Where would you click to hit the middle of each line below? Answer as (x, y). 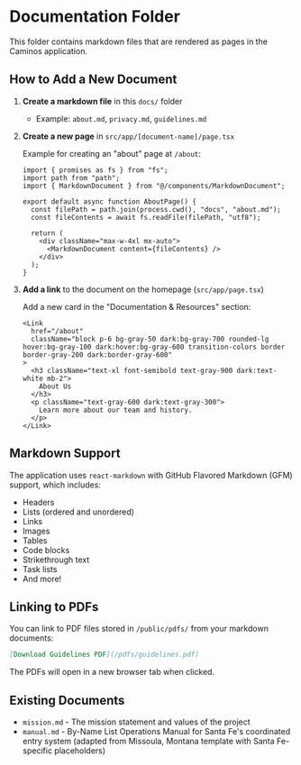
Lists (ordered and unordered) (78, 512)
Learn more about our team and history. (116, 410)
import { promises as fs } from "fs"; (95, 170)
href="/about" (57, 331)
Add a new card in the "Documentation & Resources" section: (137, 306)
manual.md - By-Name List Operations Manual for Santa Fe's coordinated (156, 732)
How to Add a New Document (93, 80)
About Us (55, 386)
